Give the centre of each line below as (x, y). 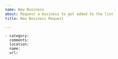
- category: (17, 36)
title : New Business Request (34, 18)
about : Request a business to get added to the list (59, 14)
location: (19, 44)
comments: (19, 40)
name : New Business (25, 9)
